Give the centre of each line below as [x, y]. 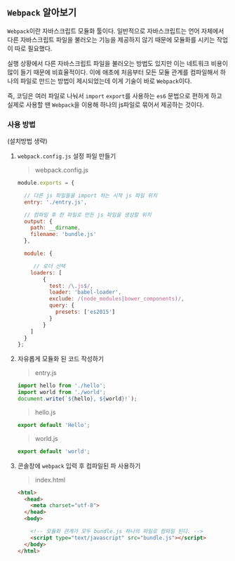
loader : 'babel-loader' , [85, 292]
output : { [38, 221]
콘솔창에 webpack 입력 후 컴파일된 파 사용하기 [79, 466]
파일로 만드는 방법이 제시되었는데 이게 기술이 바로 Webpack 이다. [106, 81]
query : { [62, 305]
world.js [46, 438]
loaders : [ [46, 272]
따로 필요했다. [33, 48]
